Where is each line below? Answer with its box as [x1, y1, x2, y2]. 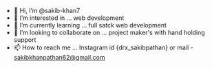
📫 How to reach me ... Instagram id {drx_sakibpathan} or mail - [13, 43, 194, 52]
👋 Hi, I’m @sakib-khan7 [13, 7, 81, 14]
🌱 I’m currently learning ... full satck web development [13, 21, 167, 29]
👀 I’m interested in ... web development [13, 14, 125, 22]
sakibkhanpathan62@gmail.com [13, 54, 105, 61]
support [13, 36, 36, 44]
